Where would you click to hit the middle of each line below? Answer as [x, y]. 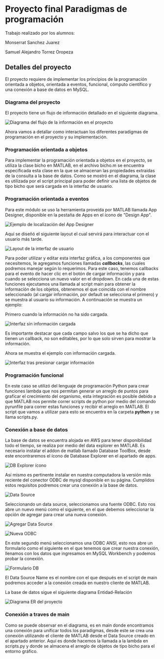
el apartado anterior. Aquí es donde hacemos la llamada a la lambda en [77, 641]
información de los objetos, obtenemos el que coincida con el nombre [75, 289]
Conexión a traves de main [37, 614]
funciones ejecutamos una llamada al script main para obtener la [70, 284]
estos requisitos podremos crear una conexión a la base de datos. [72, 485]
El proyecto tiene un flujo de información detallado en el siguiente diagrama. [82, 113]
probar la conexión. [25, 559]
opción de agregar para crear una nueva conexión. [56, 515]
